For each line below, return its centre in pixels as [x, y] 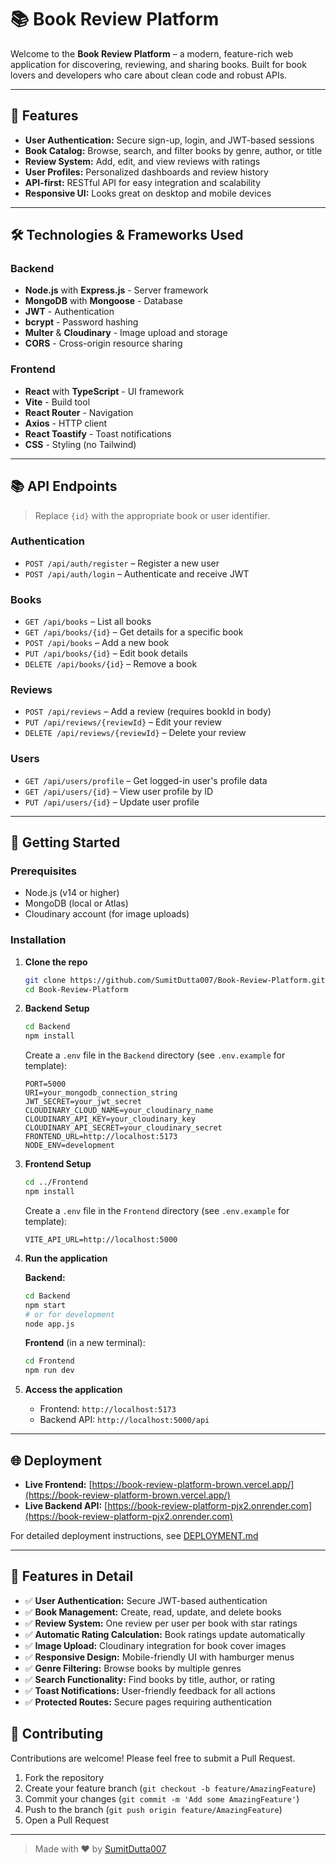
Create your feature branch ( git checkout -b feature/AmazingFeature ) [170, 1788]
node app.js [49, 1324]
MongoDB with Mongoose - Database [104, 301]
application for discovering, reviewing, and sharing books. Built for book [158, 64]
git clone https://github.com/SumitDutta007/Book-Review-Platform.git [175, 980]
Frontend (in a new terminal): [85, 1343]
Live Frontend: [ [58, 1485]
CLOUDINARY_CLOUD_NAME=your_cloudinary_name [119, 1111]
